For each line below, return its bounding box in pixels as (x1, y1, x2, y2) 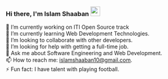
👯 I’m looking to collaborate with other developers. (6, 37, 133, 44)
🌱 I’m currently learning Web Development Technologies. (6, 30, 150, 37)
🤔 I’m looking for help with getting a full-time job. (6, 43, 129, 50)
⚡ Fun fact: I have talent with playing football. (6, 66, 120, 73)
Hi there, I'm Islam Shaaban (6, 9, 90, 18)
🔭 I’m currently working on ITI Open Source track (6, 23, 129, 31)
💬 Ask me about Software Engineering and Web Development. (6, 50, 162, 57)
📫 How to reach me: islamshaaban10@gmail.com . (6, 56, 132, 64)
